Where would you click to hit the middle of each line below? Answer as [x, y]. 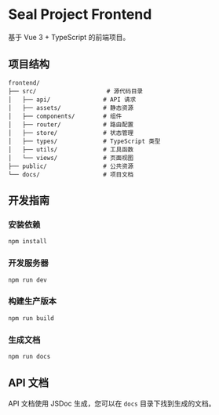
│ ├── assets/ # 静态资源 [71, 107]
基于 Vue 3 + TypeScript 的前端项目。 [69, 37]
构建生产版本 [33, 301]
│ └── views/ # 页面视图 [71, 158]
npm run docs [29, 356]
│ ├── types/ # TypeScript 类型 [84, 141]
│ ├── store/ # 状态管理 [71, 133]
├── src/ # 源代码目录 [76, 91]
